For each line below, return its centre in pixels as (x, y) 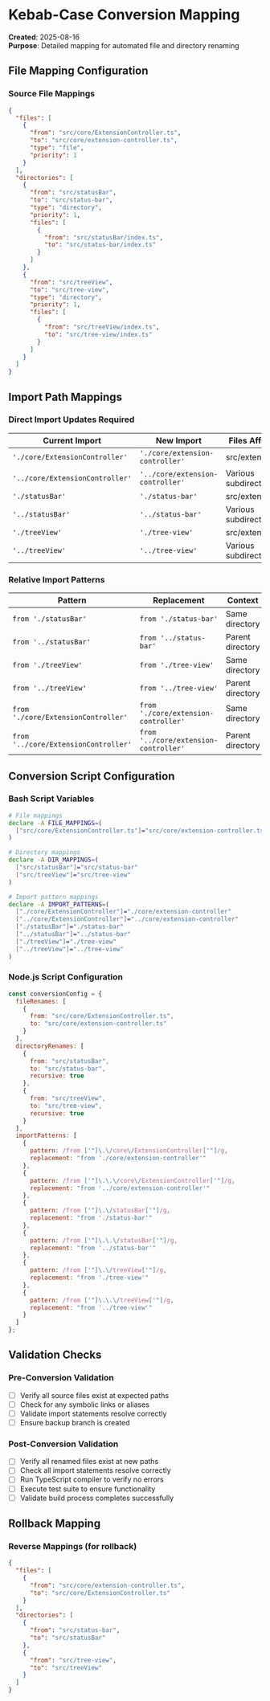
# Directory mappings (45, 853)
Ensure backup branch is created (75, 1422)
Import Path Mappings (65, 397)
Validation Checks (55, 1355)
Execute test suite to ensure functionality (88, 1489)
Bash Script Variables (51, 799)
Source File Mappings (52, 94)
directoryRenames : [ (50, 1046)
